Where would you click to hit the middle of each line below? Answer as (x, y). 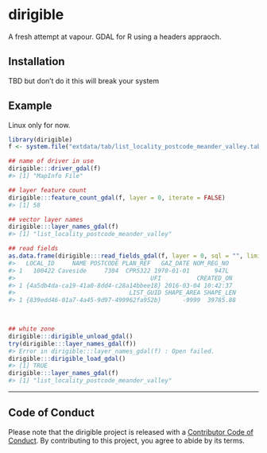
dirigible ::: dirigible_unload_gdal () (71, 336)
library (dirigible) (41, 139)
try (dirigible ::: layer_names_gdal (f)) (72, 343)
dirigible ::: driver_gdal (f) (55, 168)
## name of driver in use (51, 161)
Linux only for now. (39, 125)
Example (30, 106)
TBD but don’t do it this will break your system (84, 80)
